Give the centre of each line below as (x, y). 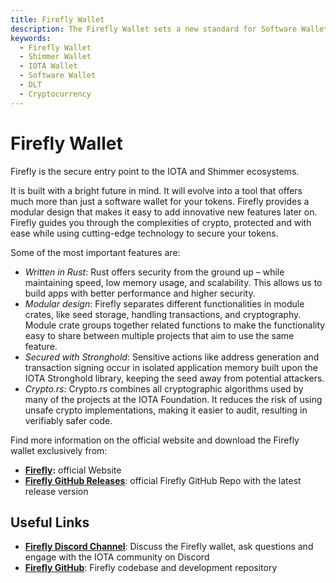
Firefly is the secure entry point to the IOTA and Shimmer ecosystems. (155, 171)
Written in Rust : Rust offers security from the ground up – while (154, 272)
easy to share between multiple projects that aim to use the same (159, 335)
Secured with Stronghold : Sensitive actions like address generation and (172, 357)
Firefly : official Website (73, 470)
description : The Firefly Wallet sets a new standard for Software (154, 29)
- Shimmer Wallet (55, 57)
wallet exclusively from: (59, 450)
